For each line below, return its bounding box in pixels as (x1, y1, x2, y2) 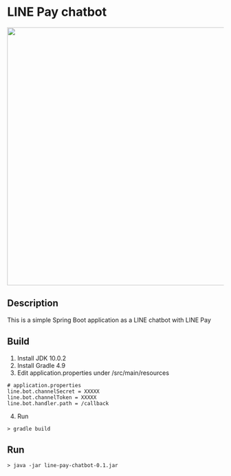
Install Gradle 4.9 (16, 361, 66, 369)
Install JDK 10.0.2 (16, 354, 67, 362)
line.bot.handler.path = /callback (7, 400, 109, 407)
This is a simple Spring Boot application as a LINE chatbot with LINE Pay (7, 316, 212, 324)
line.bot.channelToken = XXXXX (7, 393, 97, 401)
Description (7, 297, 58, 310)
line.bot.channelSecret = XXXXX (7, 388, 100, 395)
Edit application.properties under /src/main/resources (16, 369, 170, 377)
